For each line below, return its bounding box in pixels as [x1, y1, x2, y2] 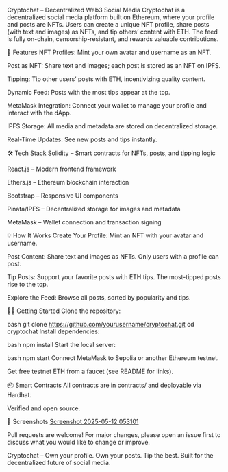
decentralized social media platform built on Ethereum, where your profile [7, 13, 215, 21]
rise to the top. [7, 281, 49, 288]
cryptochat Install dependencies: [7, 327, 100, 335]
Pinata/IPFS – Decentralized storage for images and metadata [7, 205, 181, 213]
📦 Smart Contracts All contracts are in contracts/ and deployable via [7, 381, 202, 389]
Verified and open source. [7, 404, 81, 412]
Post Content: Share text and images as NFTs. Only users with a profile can [7, 252, 219, 260]
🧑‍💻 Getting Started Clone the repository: [7, 307, 121, 315]
